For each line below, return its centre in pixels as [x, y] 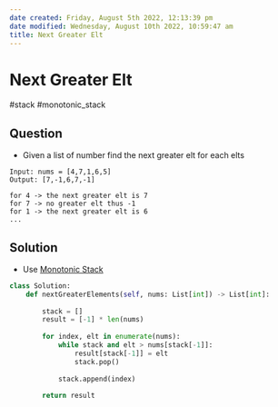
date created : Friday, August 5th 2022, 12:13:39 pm [111, 18]
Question [36, 133]
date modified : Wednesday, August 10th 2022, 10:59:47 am [121, 26]
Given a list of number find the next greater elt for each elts [134, 155]
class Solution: [40, 286]
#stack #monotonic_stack [58, 104]
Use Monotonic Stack [63, 269]
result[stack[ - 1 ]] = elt [121, 353]
